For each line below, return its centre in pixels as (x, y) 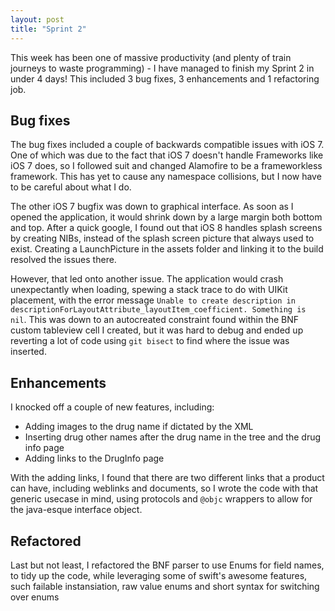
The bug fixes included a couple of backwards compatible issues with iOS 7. (167, 145)
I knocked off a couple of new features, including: (112, 407)
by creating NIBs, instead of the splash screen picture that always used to (162, 238)
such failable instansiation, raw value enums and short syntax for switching (165, 586)
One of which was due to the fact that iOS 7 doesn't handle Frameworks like (167, 155)
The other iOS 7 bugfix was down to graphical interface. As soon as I (152, 207)
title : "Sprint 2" (48, 29)
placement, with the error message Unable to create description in (153, 300)
